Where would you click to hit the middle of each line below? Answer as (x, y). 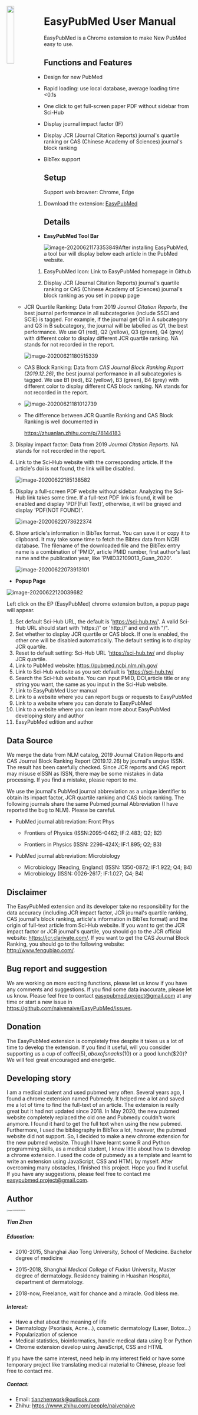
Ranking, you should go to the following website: (66, 944)
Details (57, 222)
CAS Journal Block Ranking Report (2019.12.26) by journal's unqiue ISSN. (95, 761)
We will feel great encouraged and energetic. (61, 1060)
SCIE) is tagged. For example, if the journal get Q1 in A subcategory (106, 319)
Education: (21, 1237)
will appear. (21, 610)
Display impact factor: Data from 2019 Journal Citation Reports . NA (97, 445)
